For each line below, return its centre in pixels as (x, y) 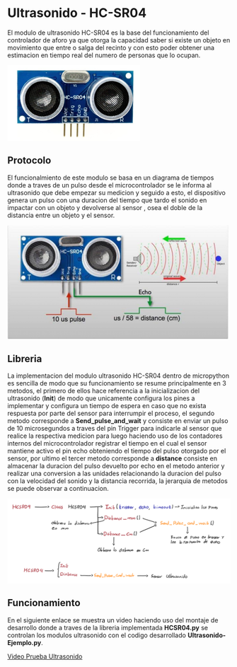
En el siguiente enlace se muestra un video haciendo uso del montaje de (113, 620)
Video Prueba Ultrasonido (45, 656)
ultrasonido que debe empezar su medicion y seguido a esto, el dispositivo (117, 192)
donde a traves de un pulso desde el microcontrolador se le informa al (110, 185)
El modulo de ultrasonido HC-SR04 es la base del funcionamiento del (108, 33)
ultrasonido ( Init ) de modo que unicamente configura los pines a (101, 398)
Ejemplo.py (24, 642)
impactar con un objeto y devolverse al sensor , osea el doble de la (105, 207)
